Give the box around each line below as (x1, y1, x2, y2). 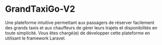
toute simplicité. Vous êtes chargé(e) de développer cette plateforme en (5, 30, 150, 36)
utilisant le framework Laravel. (5, 35, 66, 41)
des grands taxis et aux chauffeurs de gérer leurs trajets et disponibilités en (5, 24, 158, 30)
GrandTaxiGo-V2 (5, 3, 75, 15)
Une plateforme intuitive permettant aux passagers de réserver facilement (5, 20, 155, 25)
